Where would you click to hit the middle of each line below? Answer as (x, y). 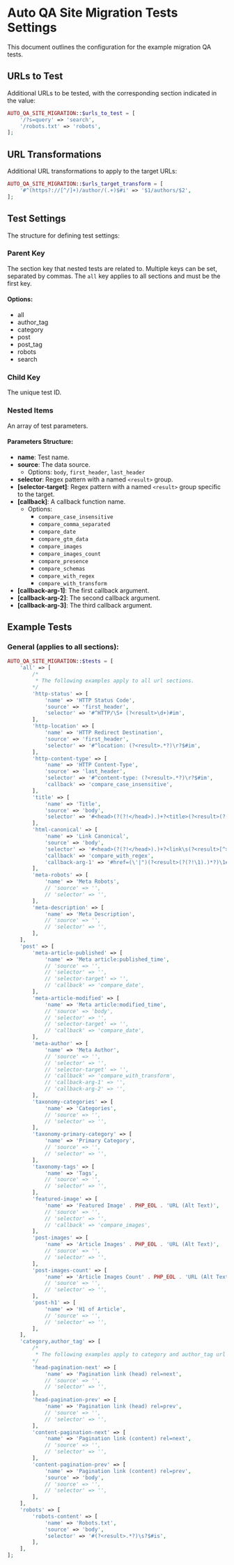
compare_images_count (69, 554)
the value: (22, 100)
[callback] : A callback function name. (71, 501)
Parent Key (26, 254)
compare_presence (63, 561)
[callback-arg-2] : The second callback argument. (89, 598)
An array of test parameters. (48, 426)
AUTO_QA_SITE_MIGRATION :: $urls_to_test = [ (71, 113)
